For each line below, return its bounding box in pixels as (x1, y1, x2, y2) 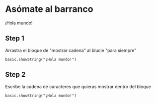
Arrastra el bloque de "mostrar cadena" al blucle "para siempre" (5, 47, 137, 53)
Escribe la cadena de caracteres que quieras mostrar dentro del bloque (5, 83, 152, 90)
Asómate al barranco (5, 3, 93, 15)
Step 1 (5, 34, 25, 43)
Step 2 (5, 70, 26, 79)
